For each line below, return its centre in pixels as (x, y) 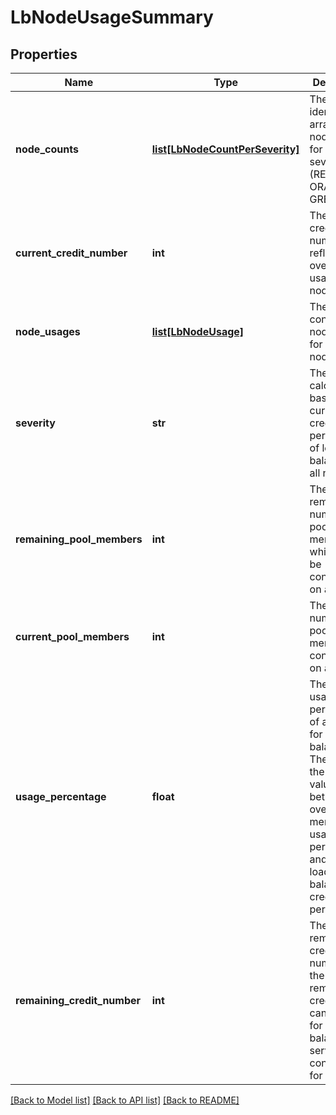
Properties (44, 54)
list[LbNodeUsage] (198, 331)
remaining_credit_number (78, 1000)
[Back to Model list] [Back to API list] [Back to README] (125, 1100)
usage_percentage (61, 796)
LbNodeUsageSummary (112, 17)
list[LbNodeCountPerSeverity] (225, 149)
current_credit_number (71, 253)
